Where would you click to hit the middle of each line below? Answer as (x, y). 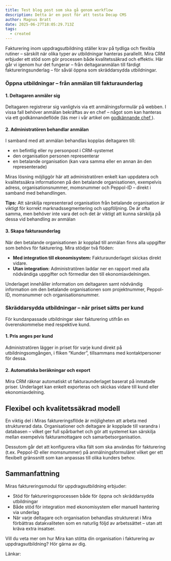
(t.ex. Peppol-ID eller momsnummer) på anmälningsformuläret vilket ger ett (84, 452)
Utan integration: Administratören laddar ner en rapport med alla (81, 268)
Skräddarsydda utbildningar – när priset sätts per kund (75, 308)
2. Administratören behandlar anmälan (47, 129)
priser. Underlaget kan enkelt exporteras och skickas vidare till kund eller (82, 387)
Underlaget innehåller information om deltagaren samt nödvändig (74, 284)
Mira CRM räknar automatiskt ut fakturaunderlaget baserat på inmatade (80, 382)
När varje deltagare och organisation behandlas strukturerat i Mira (82, 518)
